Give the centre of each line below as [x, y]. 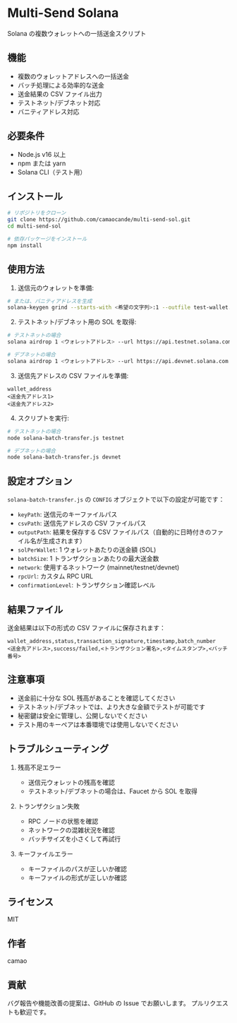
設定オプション [40, 481]
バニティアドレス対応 [48, 112]
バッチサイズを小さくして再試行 [74, 839]
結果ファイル [35, 609]
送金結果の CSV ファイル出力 [60, 94]
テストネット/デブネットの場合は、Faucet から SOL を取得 [113, 791]
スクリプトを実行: [43, 418]
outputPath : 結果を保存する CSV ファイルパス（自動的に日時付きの [114, 532]
